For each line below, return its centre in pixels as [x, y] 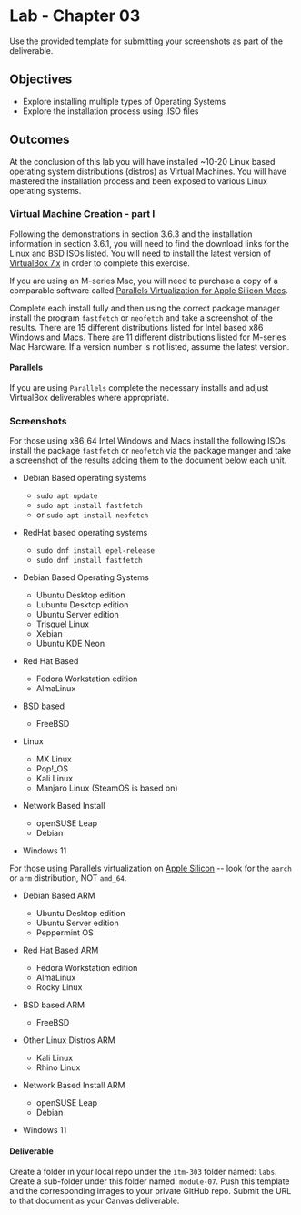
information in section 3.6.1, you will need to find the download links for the [149, 243]
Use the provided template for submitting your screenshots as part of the [146, 41]
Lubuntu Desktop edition [82, 605]
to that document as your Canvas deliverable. [95, 1200]
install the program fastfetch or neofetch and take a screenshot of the [141, 317]
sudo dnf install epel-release [95, 551]
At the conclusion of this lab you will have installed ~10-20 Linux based [142, 161]
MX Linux [54, 759]
